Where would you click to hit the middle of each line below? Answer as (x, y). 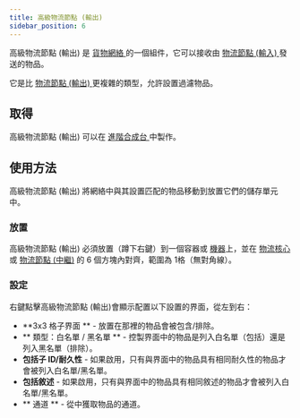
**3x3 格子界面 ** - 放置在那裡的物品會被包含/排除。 (120, 325)
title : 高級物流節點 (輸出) (56, 17)
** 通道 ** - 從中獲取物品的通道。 (84, 404)
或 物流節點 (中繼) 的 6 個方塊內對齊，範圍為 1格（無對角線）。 (123, 260)
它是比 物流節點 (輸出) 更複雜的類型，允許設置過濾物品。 (114, 82)
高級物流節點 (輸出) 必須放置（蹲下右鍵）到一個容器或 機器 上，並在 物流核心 (150, 249)
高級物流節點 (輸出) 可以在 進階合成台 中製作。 (95, 137)
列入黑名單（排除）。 (60, 348)
